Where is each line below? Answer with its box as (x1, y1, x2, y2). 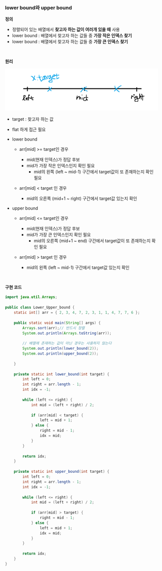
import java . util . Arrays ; (5, 295, 57, 300)
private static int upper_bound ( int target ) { (14, 469, 110, 474)
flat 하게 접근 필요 (12, 126, 46, 132)
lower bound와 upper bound (5, 4, 72, 11)
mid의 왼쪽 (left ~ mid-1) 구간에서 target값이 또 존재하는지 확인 (33, 169, 154, 175)
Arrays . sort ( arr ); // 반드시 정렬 (22, 325, 85, 330)
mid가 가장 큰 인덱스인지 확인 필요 (26, 232, 91, 238)
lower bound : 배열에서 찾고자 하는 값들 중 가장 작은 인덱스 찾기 (12, 33, 132, 38)
